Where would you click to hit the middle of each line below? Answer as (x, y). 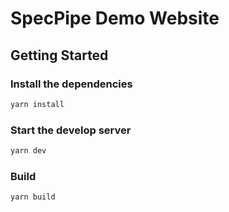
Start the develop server (71, 130)
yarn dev (28, 151)
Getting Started (59, 55)
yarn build (33, 197)
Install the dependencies (71, 84)
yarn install (37, 104)
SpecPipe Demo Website (115, 18)
